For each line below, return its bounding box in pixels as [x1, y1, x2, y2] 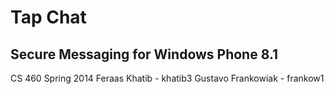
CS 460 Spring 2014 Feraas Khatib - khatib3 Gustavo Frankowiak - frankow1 [10, 72, 325, 84]
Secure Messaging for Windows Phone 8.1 [10, 46, 279, 63]
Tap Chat [10, 6, 87, 29]
